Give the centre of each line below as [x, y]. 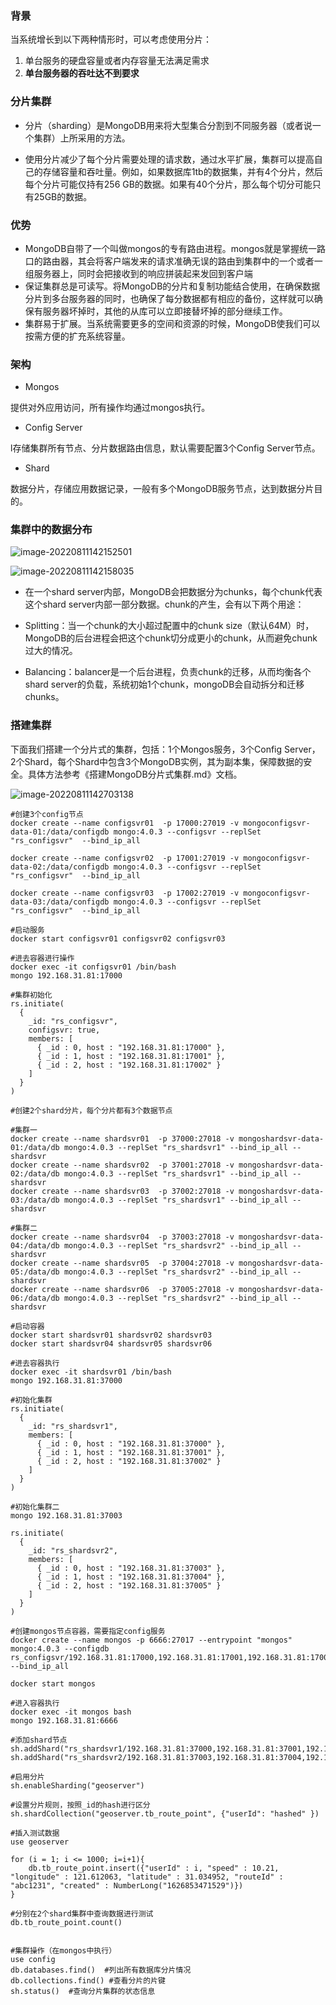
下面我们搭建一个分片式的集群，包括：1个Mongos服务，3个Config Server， [165, 749]
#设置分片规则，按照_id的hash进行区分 [80, 1805]
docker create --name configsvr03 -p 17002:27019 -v [125, 893]
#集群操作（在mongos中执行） [63, 1950]
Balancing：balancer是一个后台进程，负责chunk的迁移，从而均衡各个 [168, 672]
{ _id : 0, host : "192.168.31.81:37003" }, [131, 1568]
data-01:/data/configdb [60, 832]
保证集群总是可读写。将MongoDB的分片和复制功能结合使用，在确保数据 [172, 286]
